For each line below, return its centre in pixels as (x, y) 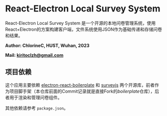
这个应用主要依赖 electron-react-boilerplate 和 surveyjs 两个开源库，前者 (80, 85)
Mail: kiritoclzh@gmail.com (34, 55)
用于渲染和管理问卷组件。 (36, 97)
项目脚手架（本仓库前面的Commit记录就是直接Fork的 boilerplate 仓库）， (82, 91)
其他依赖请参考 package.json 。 (37, 108)
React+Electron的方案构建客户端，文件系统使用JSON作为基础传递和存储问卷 (84, 29)
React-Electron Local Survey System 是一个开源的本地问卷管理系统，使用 (81, 23)
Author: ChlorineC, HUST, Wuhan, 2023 (47, 45)
